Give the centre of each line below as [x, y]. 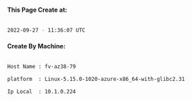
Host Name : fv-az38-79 [42, 67]
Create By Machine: [37, 46]
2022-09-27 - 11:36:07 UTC [46, 30]
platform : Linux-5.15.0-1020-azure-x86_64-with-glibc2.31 [96, 80]
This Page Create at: [37, 10]
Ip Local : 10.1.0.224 [42, 92]
